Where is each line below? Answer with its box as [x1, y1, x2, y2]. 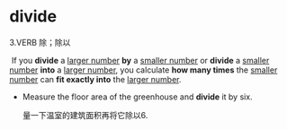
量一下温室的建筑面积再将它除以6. [22, 109, 148, 120]
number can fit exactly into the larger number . [9, 73, 182, 84]
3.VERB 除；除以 [9, 37, 71, 47]
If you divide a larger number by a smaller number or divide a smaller [11, 55, 270, 65]
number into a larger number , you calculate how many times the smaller [9, 64, 278, 75]
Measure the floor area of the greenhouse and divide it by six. [22, 91, 254, 102]
